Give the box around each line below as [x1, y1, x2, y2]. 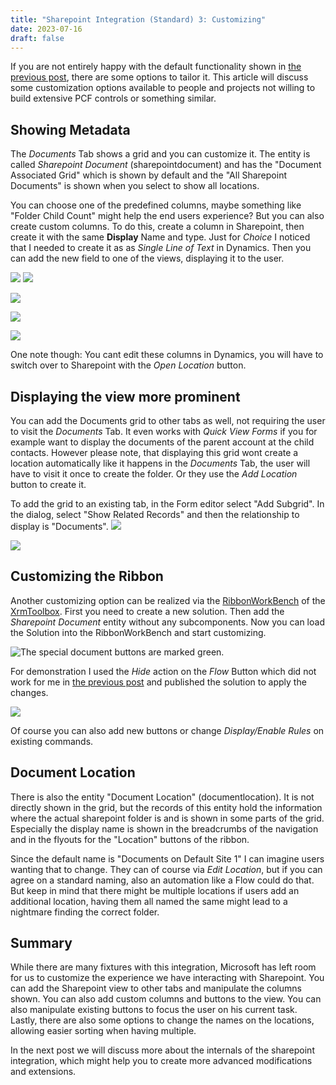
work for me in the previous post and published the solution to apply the [10, 676, 307, 688]
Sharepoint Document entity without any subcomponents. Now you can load [10, 616, 325, 628]
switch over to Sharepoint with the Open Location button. [10, 359, 247, 371]
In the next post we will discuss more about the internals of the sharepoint [10, 1044, 315, 1056]
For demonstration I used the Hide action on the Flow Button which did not [10, 665, 317, 677]
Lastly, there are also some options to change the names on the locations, [10, 1014, 315, 1026]
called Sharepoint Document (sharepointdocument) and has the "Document [10, 159, 322, 171]
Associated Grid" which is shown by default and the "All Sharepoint [10, 169, 287, 181]
